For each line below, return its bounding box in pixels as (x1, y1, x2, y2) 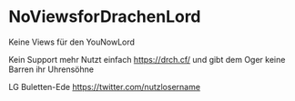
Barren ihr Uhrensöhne (8, 64, 95, 75)
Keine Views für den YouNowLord (8, 36, 136, 47)
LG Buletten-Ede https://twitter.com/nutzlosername (8, 81, 201, 92)
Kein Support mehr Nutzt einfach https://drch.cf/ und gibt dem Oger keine (8, 54, 286, 65)
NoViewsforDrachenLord (8, 6, 201, 27)
